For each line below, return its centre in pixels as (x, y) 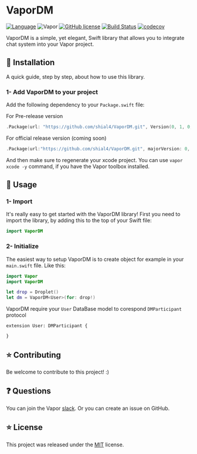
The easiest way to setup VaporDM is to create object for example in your (95, 259)
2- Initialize (23, 246)
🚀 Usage (21, 185)
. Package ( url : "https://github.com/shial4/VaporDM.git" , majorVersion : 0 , (98, 149)
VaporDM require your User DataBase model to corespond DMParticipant (94, 309)
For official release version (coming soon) (56, 138)
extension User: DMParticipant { (47, 326)
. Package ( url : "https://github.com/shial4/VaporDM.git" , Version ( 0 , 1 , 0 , (99, 127)
